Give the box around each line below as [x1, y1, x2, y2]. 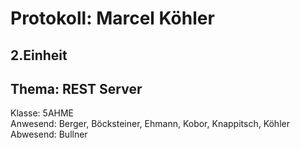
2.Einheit [10, 47, 68, 64]
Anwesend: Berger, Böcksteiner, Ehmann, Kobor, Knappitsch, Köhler [10, 118, 290, 130]
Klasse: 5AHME [10, 107, 75, 119]
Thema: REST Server [10, 80, 143, 97]
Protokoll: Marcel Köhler [10, 7, 215, 30]
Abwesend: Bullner [10, 128, 88, 141]
